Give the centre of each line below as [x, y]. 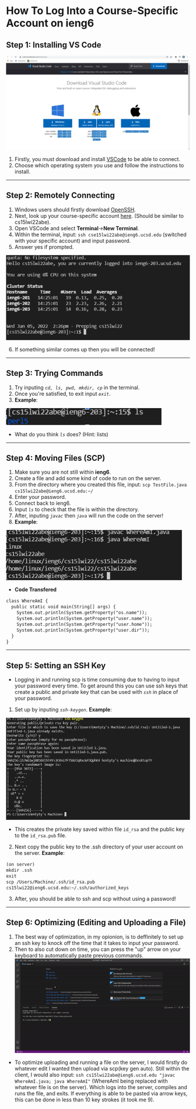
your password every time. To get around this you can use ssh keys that [101, 686]
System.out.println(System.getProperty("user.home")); [85, 625]
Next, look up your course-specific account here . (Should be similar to [99, 215]
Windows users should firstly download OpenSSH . [75, 210]
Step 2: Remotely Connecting [60, 195]
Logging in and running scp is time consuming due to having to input [97, 680]
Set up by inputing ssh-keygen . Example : [63, 710]
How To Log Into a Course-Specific [92, 11]
